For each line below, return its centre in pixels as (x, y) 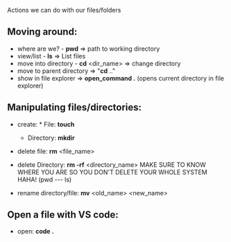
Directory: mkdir (51, 138)
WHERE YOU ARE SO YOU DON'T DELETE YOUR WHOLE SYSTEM (112, 172)
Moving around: (42, 32)
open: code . (35, 232)
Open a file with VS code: (63, 215)
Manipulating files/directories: (75, 107)
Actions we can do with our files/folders (64, 10)
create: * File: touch (46, 124)
